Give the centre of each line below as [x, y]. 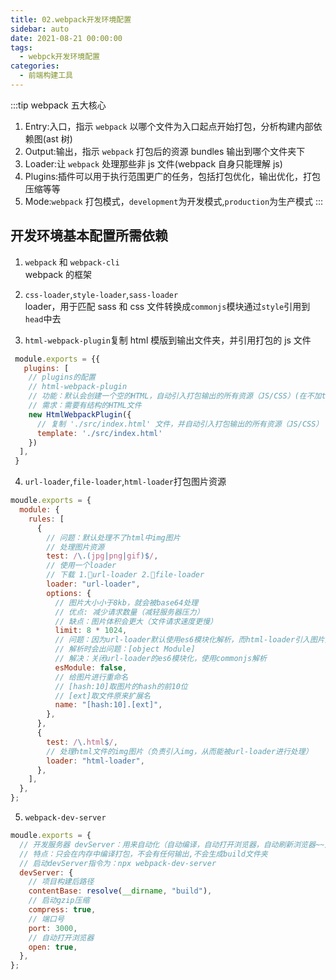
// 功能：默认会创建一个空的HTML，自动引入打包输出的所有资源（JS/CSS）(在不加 [175, 396]
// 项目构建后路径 [61, 882]
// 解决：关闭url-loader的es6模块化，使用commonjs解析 [160, 659]
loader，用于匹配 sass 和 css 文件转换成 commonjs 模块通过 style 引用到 [167, 306]
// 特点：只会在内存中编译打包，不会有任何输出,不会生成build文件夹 [143, 854]
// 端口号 [46, 919]
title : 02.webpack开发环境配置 [71, 19]
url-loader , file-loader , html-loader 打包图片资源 [125, 482]
